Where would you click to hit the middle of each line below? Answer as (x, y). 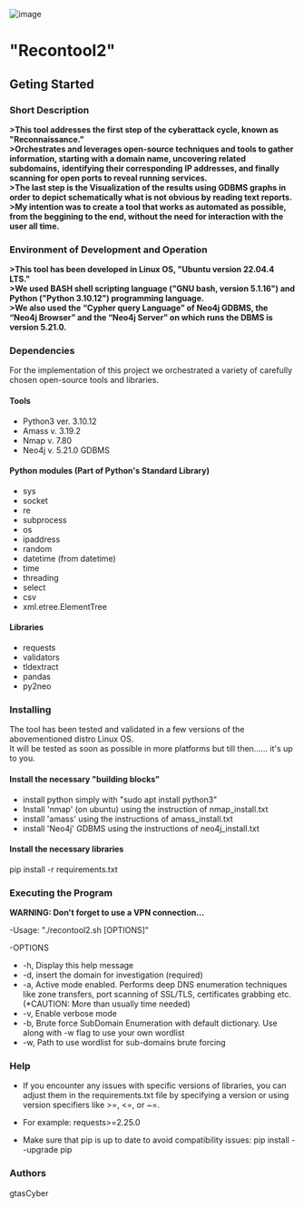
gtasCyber (29, 1193)
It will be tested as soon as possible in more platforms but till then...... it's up (151, 749)
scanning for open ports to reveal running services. (108, 178)
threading (40, 577)
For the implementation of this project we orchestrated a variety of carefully (151, 370)
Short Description (49, 110)
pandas (37, 677)
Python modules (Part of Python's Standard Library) (110, 471)
